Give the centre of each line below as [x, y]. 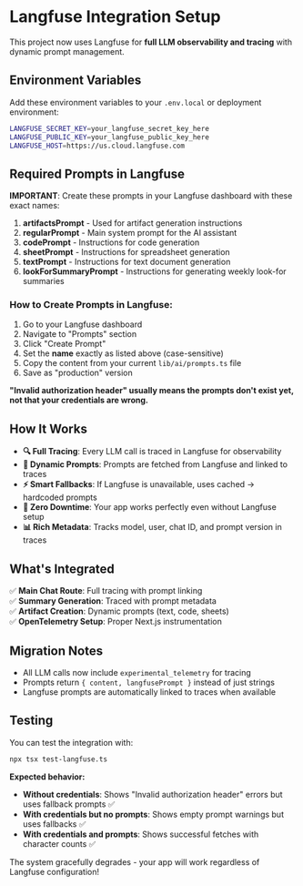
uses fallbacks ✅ [54, 824]
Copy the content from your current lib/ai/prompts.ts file [132, 363]
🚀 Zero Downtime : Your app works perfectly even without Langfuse [150, 507]
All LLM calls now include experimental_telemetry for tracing [137, 672]
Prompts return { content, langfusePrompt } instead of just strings [149, 682]
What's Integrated [62, 569]
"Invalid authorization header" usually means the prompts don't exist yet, [151, 391]
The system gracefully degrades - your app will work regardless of [135, 861]
